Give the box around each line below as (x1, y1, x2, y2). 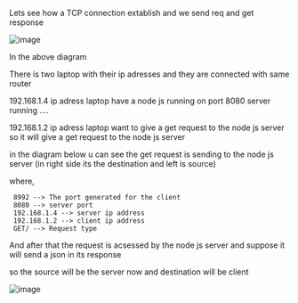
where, (9, 176, 36, 186)
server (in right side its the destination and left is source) (9, 159, 216, 168)
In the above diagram (9, 52, 87, 61)
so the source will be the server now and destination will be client (9, 266, 249, 277)
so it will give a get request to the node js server (9, 132, 185, 142)
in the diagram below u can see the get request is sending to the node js (9, 149, 274, 160)
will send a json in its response (9, 250, 122, 259)
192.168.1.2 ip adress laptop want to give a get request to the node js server (9, 122, 285, 133)
